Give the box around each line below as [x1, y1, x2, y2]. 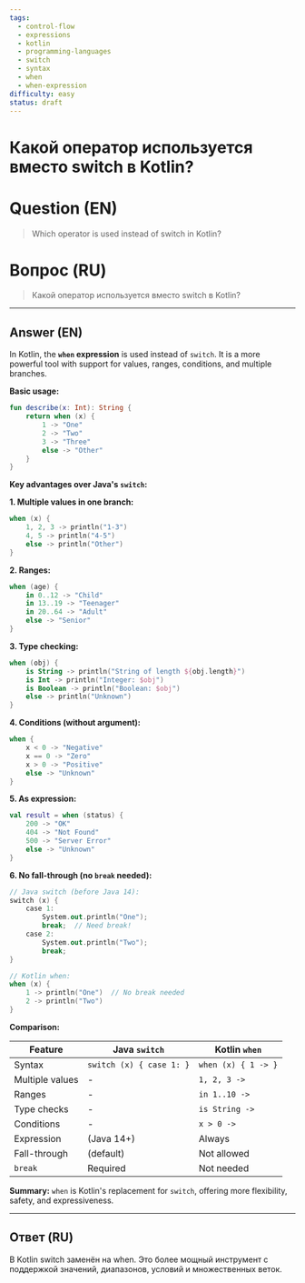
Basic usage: [9, 386, 60, 396]
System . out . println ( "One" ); [42, 913, 148, 922]
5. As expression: [9, 793, 77, 805]
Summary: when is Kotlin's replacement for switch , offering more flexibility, [9, 1185, 288, 1196]
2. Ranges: [9, 565, 52, 576]
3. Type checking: [9, 640, 79, 651]
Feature [29, 1043, 64, 1056]
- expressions [17, 30, 71, 39]
